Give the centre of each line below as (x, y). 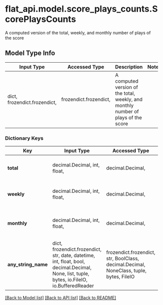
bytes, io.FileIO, (70, 280)
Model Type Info (30, 53)
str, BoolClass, (122, 258)
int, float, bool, (69, 262)
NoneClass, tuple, (126, 271)
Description (129, 67)
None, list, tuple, (71, 274)
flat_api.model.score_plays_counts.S (81, 9)
